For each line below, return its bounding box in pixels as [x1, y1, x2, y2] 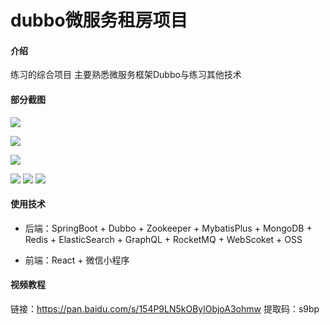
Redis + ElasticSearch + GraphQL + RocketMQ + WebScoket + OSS [24, 233, 303, 245]
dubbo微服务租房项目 [10, 9, 188, 32]
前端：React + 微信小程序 [24, 254, 130, 266]
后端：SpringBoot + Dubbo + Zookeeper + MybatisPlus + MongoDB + [24, 222, 313, 234]
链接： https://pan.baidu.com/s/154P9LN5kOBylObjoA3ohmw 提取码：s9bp [10, 303, 320, 315]
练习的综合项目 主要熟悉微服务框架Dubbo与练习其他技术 [10, 69, 242, 81]
